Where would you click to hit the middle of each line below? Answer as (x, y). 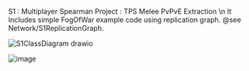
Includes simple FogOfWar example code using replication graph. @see (125, 20)
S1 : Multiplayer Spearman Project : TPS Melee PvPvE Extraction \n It (120, 11)
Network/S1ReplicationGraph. (56, 28)
